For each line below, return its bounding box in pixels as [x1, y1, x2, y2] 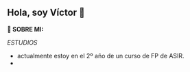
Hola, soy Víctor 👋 [7, 7, 86, 19]
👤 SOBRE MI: [7, 25, 44, 33]
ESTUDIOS [7, 38, 38, 47]
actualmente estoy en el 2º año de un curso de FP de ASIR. [16, 51, 185, 60]
